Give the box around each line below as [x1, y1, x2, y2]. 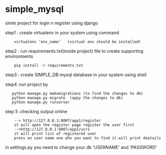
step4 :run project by [5, 81, 48, 87]
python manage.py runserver [11, 100, 70, 105]
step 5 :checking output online [5, 108, 68, 114]
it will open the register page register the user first [14, 122, 135, 128]
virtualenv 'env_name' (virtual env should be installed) [14, 39, 141, 44]
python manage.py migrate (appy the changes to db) [11, 95, 123, 100]
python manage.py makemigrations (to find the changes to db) [11, 91, 143, 96]
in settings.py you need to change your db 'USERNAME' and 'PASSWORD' [5, 144, 158, 150]
